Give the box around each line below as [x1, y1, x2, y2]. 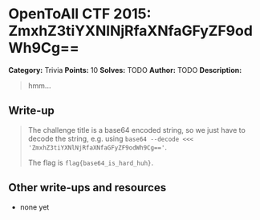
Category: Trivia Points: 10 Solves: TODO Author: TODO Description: [8, 65, 242, 74]
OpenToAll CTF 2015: [8, 5, 152, 23]
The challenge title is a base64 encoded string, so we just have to [27, 125, 246, 134]
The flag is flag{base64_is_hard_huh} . [27, 158, 154, 167]
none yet [19, 202, 50, 212]
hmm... [27, 81, 51, 90]
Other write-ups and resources [8, 181, 167, 194]
